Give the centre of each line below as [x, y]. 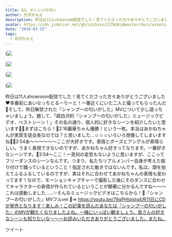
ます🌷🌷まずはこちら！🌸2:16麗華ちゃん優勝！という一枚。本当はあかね [83, 129]
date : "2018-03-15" [26, 29]
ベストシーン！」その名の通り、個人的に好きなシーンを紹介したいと [90, 122]
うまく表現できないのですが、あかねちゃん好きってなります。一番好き [92, 148]
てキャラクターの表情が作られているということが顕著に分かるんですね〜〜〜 [86, 186]
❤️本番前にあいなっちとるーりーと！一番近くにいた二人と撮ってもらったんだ [86, 103]
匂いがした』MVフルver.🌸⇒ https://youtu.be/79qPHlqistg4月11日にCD [92, 199]
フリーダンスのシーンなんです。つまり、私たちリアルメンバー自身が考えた [83, 160]
